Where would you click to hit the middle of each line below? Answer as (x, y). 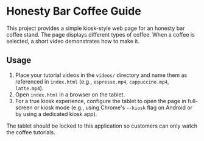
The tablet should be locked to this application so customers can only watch (102, 126)
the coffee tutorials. (31, 132)
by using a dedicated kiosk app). (56, 114)
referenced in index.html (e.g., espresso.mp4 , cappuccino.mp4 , (92, 81)
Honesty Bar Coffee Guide (74, 11)
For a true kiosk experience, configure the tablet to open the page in (101, 101)
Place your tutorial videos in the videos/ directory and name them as (101, 75)
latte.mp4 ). (29, 88)
